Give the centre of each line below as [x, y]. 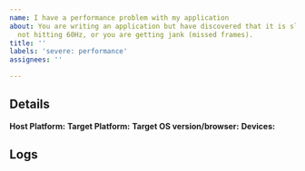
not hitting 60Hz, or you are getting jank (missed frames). [136, 34]
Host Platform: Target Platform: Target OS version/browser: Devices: [142, 126]
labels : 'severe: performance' [69, 52]
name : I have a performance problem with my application [119, 18]
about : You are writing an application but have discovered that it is [148, 26]
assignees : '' [36, 60]
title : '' [28, 43]
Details [30, 104]
